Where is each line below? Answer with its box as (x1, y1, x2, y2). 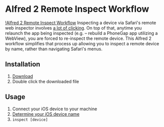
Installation (5, 60, 40, 68)
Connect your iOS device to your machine (12, 106, 98, 112)
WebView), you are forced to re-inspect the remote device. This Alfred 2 (5, 35, 152, 41)
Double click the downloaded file (12, 78, 79, 84)
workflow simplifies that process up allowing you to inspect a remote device (5, 40, 160, 46)
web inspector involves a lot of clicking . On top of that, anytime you (5, 25, 142, 31)
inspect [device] (12, 117, 48, 122)
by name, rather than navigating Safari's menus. (5, 46, 102, 52)
